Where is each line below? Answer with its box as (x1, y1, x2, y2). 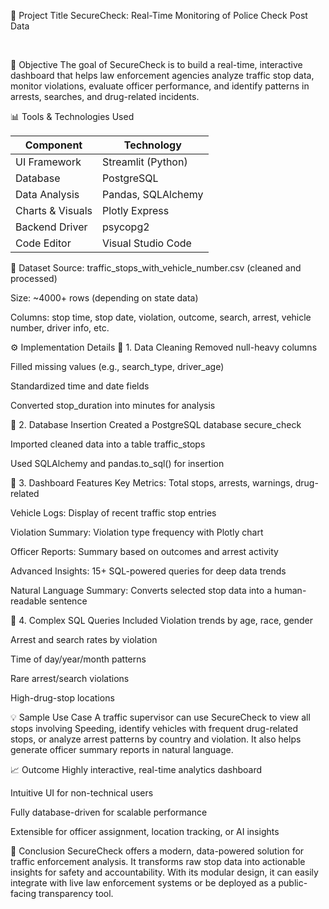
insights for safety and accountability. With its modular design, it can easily (10, 866, 319, 878)
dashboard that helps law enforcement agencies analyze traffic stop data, (10, 70, 315, 81)
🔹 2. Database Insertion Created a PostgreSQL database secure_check (10, 419, 302, 430)
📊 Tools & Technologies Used (10, 111, 135, 122)
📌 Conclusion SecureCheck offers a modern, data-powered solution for (10, 845, 305, 857)
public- (278, 877, 308, 889)
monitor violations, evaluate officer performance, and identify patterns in (10, 80, 310, 92)
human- (273, 585, 307, 596)
